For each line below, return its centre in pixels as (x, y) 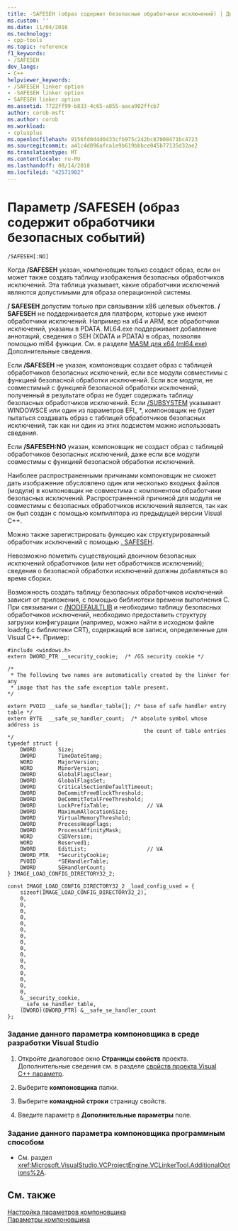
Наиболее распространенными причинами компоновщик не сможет (112, 475)
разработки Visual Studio (53, 1043)
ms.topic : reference (38, 47)
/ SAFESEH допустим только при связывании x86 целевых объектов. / (114, 306)
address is (23, 724)
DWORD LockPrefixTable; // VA (91, 805)
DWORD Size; (47, 749)
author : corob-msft (36, 113)
